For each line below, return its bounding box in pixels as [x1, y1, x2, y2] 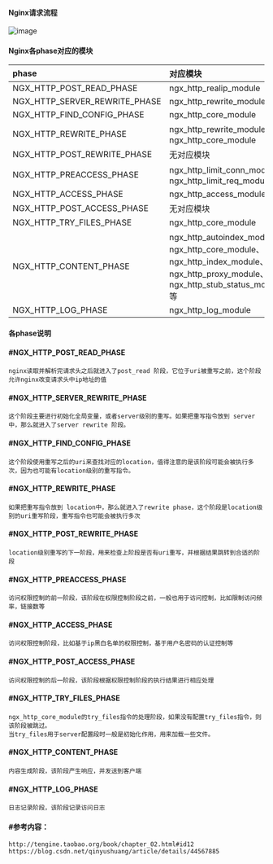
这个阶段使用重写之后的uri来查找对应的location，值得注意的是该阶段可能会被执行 [8, 458, 249, 466]
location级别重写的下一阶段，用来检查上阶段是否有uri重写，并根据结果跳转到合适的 [8, 549, 254, 557]
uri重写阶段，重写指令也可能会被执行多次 [19, 511, 141, 520]
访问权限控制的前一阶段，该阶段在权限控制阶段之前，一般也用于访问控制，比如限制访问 [8, 594, 257, 603]
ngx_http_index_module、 [169, 257, 268, 268]
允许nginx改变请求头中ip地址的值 [8, 375, 107, 384]
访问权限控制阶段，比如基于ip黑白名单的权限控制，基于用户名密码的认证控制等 [8, 639, 234, 647]
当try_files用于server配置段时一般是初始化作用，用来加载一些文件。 [8, 730, 214, 739]
